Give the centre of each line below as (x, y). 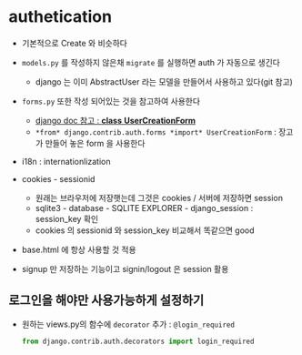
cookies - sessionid (58, 178)
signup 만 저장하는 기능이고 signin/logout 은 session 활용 (125, 269)
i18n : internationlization (66, 161)
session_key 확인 (67, 218)
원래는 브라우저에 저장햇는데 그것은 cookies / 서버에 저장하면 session (159, 198)
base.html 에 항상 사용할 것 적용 (79, 249)
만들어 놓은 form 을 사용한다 (95, 143)
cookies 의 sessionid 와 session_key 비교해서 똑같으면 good (145, 230)
